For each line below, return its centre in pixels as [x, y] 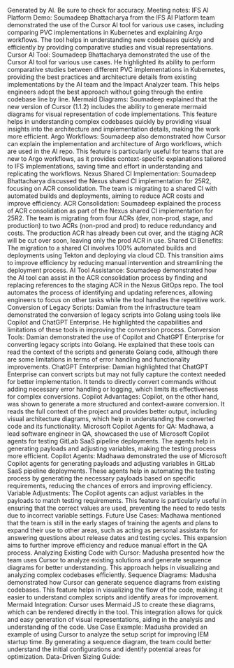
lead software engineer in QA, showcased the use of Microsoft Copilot [108, 434]
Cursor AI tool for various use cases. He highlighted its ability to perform [111, 62]
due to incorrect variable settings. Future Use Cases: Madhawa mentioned [114, 516]
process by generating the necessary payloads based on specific [101, 478]
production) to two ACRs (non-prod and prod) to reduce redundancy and [112, 226]
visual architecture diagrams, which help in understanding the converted [112, 419]
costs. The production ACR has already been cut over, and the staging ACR [115, 233]
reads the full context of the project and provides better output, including [112, 411]
